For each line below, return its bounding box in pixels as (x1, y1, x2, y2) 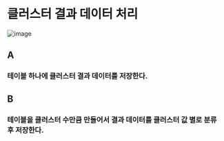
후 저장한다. (7, 125, 44, 135)
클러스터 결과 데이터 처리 (7, 6, 139, 22)
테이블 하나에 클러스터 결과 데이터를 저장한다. (7, 72, 148, 81)
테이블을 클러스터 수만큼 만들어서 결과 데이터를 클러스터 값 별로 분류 (7, 115, 217, 124)
